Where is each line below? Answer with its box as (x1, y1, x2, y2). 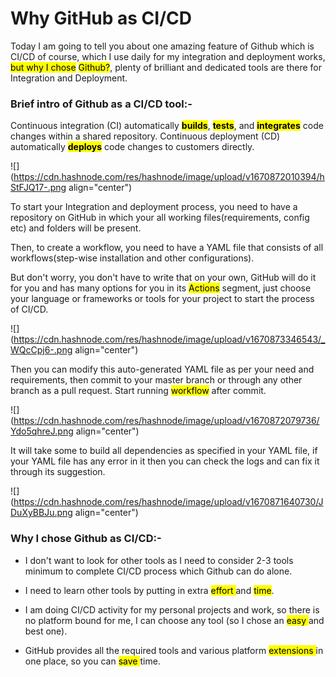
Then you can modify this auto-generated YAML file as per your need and (10, 363, 315, 376)
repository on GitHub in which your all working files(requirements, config (10, 212, 310, 224)
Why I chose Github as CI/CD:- (10, 532, 162, 546)
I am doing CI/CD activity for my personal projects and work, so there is (24, 603, 320, 616)
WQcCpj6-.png (10, 344, 73, 356)
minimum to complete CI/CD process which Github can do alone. (24, 565, 293, 577)
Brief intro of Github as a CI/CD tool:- (10, 97, 193, 111)
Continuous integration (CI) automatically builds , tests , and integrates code (10, 120, 324, 132)
